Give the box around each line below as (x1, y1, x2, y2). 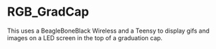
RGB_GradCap (7, 4, 89, 20)
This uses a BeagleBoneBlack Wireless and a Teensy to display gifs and (7, 27, 210, 35)
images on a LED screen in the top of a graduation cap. (7, 33, 163, 42)
